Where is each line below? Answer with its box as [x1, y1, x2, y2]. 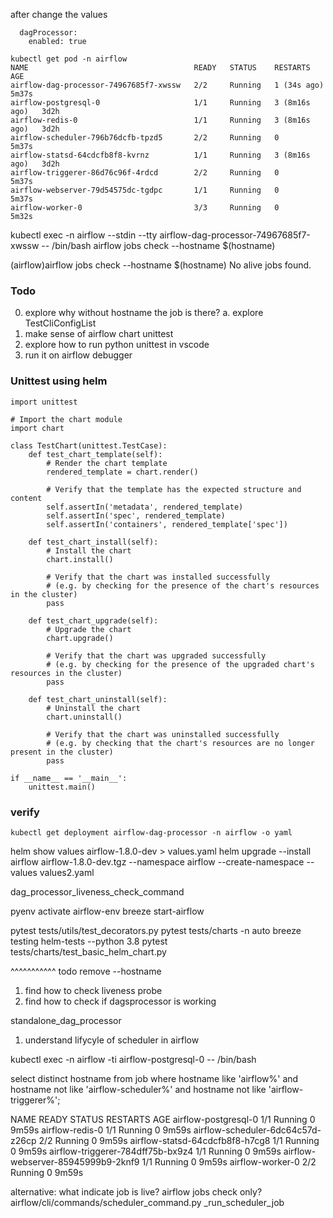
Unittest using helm [10, 374, 108, 388]
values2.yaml [39, 866, 95, 878]
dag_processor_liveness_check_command [10, 885, 185, 898]
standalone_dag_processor [10, 1014, 122, 1026]
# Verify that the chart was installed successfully [46, 572, 271, 582]
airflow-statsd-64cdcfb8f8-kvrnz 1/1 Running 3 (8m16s [10, 150, 311, 160]
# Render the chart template [46, 458, 168, 468]
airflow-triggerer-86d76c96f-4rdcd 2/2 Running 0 [10, 168, 280, 178]
